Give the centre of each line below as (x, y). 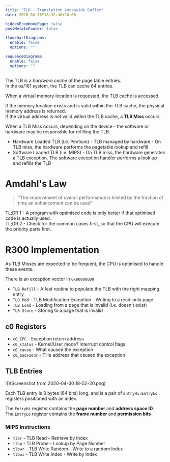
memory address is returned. (36, 111)
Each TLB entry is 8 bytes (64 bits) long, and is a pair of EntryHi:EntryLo (81, 393)
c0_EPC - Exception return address (48, 339)
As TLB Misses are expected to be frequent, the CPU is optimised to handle (84, 264)
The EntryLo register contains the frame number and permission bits (78, 414)
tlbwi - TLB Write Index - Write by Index (55, 454)
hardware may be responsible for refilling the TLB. (58, 132)
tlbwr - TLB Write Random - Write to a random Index (68, 449)
